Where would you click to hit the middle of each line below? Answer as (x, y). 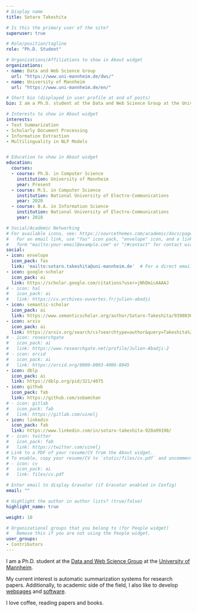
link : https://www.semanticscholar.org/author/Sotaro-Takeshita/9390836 (102, 316)
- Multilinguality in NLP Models (47, 141)
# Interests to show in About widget (52, 114)
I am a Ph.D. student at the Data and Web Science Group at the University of (98, 561)
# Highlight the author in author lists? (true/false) (74, 501)
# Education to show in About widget (52, 157)
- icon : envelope (27, 256)
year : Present (34, 184)
